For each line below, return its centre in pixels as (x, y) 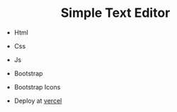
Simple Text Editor (115, 13)
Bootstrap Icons (37, 87)
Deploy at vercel (38, 101)
